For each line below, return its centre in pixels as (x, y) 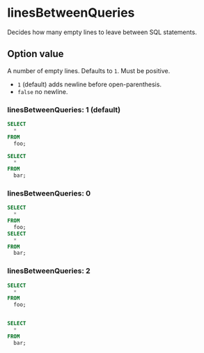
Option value (36, 54)
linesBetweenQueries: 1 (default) (64, 109)
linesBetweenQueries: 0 (49, 193)
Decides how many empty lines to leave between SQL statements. (102, 32)
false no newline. (42, 91)
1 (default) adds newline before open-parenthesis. (89, 84)
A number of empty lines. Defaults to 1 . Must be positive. (89, 70)
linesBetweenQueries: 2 (49, 271)
